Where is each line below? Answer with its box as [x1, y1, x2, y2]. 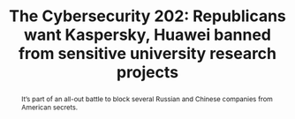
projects [116, 63, 178, 83]
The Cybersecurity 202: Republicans [9, 6, 286, 26]
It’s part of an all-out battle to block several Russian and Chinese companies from [20, 94, 273, 103]
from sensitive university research [18, 44, 277, 63]
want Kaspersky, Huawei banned [24, 25, 271, 45]
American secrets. [20, 102, 79, 112]
